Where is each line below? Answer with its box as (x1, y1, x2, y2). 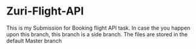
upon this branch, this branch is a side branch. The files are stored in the (6, 30, 188, 38)
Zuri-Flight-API (6, 4, 84, 18)
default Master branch (6, 37, 62, 44)
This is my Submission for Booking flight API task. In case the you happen (6, 24, 191, 31)
